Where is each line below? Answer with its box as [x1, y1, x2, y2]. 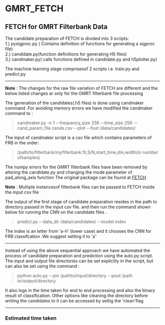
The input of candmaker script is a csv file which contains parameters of [5, 135, 152, 140]
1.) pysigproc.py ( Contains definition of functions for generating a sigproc [5, 41, 155, 47]
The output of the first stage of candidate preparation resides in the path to [5, 199, 157, 204]
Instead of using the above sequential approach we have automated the [5, 247, 150, 253]
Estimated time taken [5, 315, 57, 322]
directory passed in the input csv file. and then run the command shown [5, 204, 151, 210]
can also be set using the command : [5, 263, 80, 269]
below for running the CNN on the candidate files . [5, 209, 107, 215]
